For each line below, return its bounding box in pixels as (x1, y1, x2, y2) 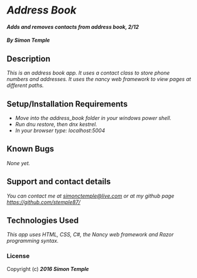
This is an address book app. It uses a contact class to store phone (6, 69, 170, 76)
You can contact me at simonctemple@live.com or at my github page (6, 192, 175, 199)
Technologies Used (6, 216, 79, 226)
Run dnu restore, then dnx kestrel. (15, 121, 97, 128)
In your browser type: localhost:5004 (15, 127, 105, 134)
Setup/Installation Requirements (6, 99, 128, 109)
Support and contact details (6, 177, 111, 187)
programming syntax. (6, 237, 59, 244)
